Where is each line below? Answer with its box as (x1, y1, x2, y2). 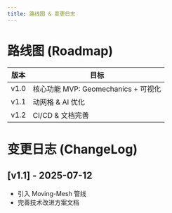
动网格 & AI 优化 (32, 97, 86, 107)
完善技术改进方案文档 (17, 198, 79, 207)
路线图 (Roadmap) (7, 43, 114, 59)
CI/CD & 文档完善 (32, 110, 89, 120)
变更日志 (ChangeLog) (7, 141, 138, 157)
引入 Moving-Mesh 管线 (17, 189, 86, 197)
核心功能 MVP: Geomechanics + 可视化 (32, 84, 161, 94)
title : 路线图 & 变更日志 (7, 10, 76, 18)
